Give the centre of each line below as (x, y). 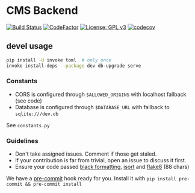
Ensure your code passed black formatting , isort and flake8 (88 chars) (102, 167)
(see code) (28, 101)
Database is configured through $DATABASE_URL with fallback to (92, 107)
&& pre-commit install (54, 185)
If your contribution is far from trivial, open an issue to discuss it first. (101, 160)
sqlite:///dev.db (37, 114)
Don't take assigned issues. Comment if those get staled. (86, 154)
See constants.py (28, 125)
